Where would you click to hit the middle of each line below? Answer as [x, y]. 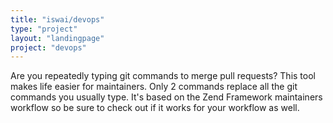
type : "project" [44, 29]
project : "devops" [48, 47]
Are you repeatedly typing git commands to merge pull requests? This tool [163, 76]
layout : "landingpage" [57, 38]
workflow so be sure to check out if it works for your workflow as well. [155, 108]
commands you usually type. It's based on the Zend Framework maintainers [166, 97]
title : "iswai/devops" [57, 19]
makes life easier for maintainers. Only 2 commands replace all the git [154, 87]
